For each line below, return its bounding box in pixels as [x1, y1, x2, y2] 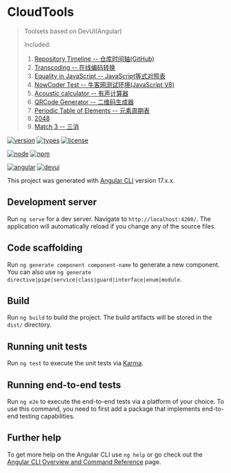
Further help [7, 432, 62, 444]
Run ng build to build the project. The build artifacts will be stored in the [7, 313, 212, 322]
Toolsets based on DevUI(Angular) [23, 27, 123, 35]
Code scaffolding [7, 242, 83, 254]
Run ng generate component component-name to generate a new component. [7, 260, 221, 269]
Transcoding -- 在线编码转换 [34, 63, 116, 71]
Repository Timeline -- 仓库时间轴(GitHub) [34, 55, 155, 63]
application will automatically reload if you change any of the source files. [7, 222, 216, 230]
